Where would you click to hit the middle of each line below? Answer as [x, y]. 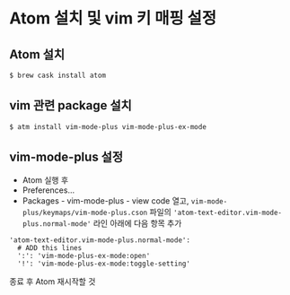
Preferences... [48, 190]
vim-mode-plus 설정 [66, 156]
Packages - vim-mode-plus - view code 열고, [105, 201]
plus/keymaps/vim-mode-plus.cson [85, 213]
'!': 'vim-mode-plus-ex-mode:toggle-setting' [104, 264]
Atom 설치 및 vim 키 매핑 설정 [113, 18]
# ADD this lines [50, 248]
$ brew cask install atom [57, 75]
